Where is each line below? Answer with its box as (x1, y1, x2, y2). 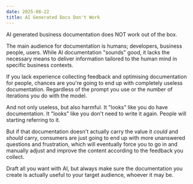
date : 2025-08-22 (6, 8, 50, 15)
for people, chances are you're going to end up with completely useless (6, 79, 183, 87)
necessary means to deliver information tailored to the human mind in (6, 55, 177, 62)
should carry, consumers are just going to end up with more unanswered (6, 134, 185, 141)
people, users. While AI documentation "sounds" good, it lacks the (6, 48, 170, 56)
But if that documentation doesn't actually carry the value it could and (6, 128, 178, 135)
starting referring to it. (6, 116, 61, 123)
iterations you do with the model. (6, 92, 87, 99)
